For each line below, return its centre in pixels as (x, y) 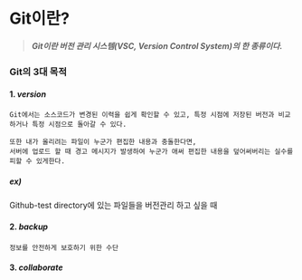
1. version (28, 94)
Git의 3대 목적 (38, 72)
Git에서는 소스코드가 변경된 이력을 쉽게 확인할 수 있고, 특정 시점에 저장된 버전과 (142, 115)
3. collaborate (36, 267)
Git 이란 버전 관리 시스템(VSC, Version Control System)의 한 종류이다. (157, 45)
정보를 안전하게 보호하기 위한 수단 (64, 247)
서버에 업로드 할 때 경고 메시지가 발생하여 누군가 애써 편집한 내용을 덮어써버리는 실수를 (151, 152)
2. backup (28, 227)
